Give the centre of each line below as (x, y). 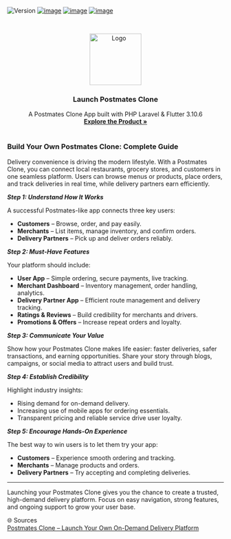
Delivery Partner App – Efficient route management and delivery (109, 300)
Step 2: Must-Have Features (48, 252)
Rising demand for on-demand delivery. (73, 403)
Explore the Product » (115, 122)
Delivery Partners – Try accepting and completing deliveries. (104, 472)
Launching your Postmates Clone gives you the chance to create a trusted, (113, 492)
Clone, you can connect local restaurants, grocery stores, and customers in (114, 169)
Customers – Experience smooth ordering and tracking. (96, 458)
